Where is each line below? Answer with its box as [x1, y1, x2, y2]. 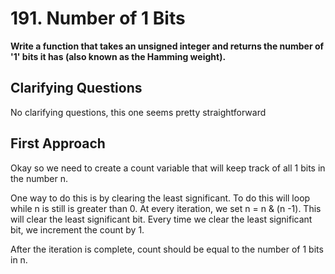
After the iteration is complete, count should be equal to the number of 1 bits [10, 243, 324, 255]
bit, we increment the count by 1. [10, 223, 145, 236]
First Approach [10, 135, 106, 152]
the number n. [10, 172, 69, 184]
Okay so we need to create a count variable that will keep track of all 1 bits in [10, 162, 326, 174]
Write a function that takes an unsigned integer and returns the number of [10, 40, 325, 52]
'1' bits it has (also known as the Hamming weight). [10, 50, 227, 62]
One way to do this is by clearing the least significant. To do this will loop [10, 192, 311, 204]
